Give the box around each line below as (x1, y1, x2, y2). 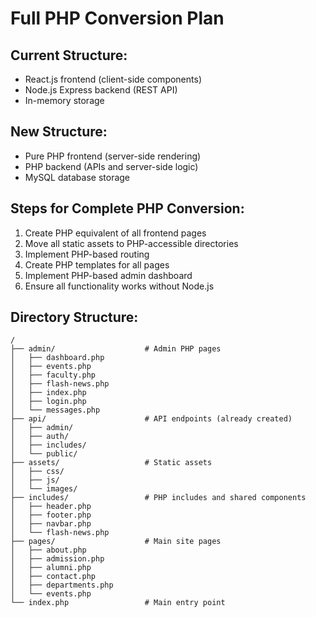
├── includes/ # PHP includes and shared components (10, 493, 307, 503)
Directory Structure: (10, 309, 139, 326)
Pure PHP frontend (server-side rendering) (24, 150, 202, 162)
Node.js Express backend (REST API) (24, 84, 178, 96)
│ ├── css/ (10, 467, 65, 477)
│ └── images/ (10, 484, 78, 494)
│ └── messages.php (10, 405, 101, 416)
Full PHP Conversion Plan (10, 7, 225, 30)
